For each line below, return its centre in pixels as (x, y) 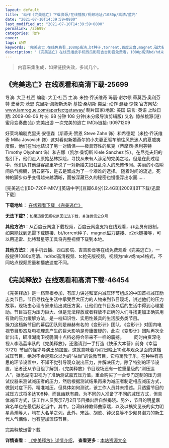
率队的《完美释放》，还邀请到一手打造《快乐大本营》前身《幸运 (92, 344)
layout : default (22, 10)
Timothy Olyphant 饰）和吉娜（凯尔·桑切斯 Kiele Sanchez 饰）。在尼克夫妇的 (84, 152)
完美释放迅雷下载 (23, 430)
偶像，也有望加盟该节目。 (45, 419)
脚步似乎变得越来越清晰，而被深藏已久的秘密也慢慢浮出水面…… (79, 177)
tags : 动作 (16, 43)
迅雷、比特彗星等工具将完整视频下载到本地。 (60, 239)
